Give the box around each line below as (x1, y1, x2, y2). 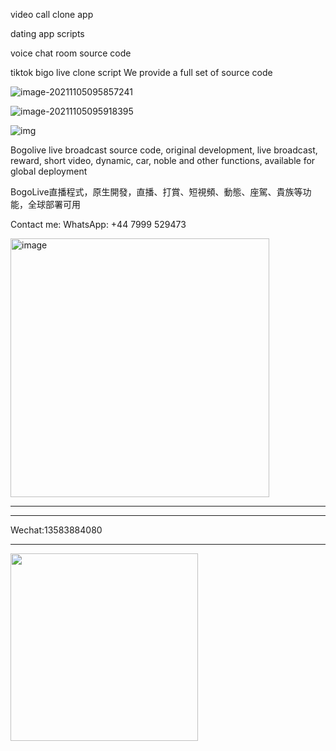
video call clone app (10, 9, 94, 20)
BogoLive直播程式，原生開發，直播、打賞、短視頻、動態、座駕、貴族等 (10, 186, 303, 198)
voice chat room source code (10, 47, 132, 59)
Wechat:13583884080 (10, 524, 103, 536)
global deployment (10, 165, 88, 177)
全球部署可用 (27, 199, 81, 210)
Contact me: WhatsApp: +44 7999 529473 (10, 219, 187, 230)
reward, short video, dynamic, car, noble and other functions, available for (10, 155, 316, 166)
